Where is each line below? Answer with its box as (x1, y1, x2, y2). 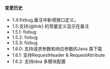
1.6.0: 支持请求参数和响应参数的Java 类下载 (12, 46, 102, 52)
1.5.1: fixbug (12, 29, 36, 35)
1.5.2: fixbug (12, 34, 38, 41)
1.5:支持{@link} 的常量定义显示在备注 (12, 23, 89, 29)
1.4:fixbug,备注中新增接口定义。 (12, 17, 79, 23)
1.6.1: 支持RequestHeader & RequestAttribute (12, 52, 105, 58)
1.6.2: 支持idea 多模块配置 (12, 58, 66, 64)
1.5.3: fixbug (12, 40, 38, 46)
